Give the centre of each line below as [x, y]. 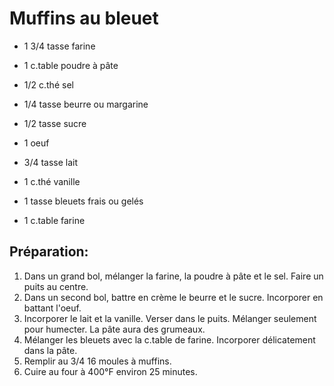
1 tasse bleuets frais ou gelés [83, 201]
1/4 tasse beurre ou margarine [86, 104]
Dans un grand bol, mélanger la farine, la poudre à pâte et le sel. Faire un [173, 276]
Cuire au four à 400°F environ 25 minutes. [110, 371]
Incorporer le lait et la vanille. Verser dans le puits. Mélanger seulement [170, 318]
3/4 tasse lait [51, 162]
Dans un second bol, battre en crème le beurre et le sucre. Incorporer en [173, 297]
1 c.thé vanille [52, 181]
